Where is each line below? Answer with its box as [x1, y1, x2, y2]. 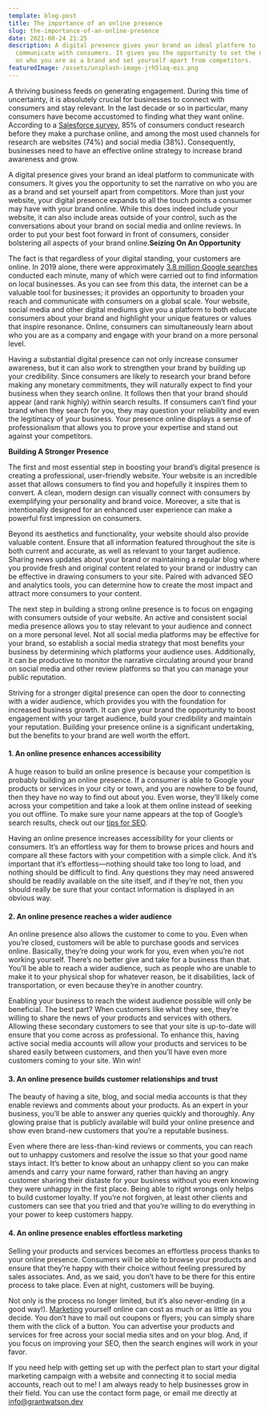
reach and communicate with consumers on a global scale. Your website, [8, 296, 250, 306]
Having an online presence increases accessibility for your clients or [8, 833, 234, 843]
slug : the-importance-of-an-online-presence [8, 26, 159, 35]
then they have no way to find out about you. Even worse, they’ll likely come [8, 792, 259, 802]
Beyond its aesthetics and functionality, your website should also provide [8, 529, 250, 538]
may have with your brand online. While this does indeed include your [8, 204, 239, 213]
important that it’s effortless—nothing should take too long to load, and [8, 859, 242, 868]
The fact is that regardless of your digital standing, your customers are [8, 254, 242, 263]
